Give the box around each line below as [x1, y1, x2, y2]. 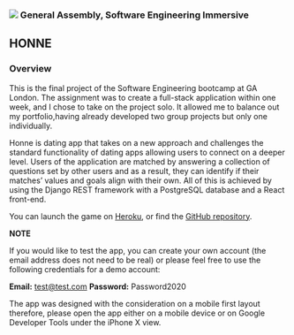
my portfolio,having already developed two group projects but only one [9, 110, 268, 121]
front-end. [9, 194, 47, 204]
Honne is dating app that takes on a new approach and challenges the [9, 137, 264, 148]
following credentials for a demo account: [9, 263, 161, 274]
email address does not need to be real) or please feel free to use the [9, 255, 261, 265]
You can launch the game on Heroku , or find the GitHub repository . [9, 210, 253, 221]
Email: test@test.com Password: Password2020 [9, 281, 187, 292]
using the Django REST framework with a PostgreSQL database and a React [9, 184, 285, 194]
